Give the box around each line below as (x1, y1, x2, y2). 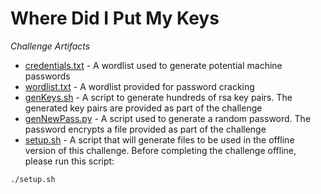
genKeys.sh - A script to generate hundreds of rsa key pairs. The (24, 91, 293, 103)
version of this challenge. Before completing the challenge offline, (24, 144, 297, 156)
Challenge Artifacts (10, 40, 91, 52)
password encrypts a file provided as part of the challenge (24, 123, 267, 135)
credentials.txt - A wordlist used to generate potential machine (24, 59, 283, 71)
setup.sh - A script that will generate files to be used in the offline (24, 133, 295, 146)
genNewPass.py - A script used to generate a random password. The (24, 112, 312, 124)
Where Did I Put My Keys (10, 7, 220, 30)
